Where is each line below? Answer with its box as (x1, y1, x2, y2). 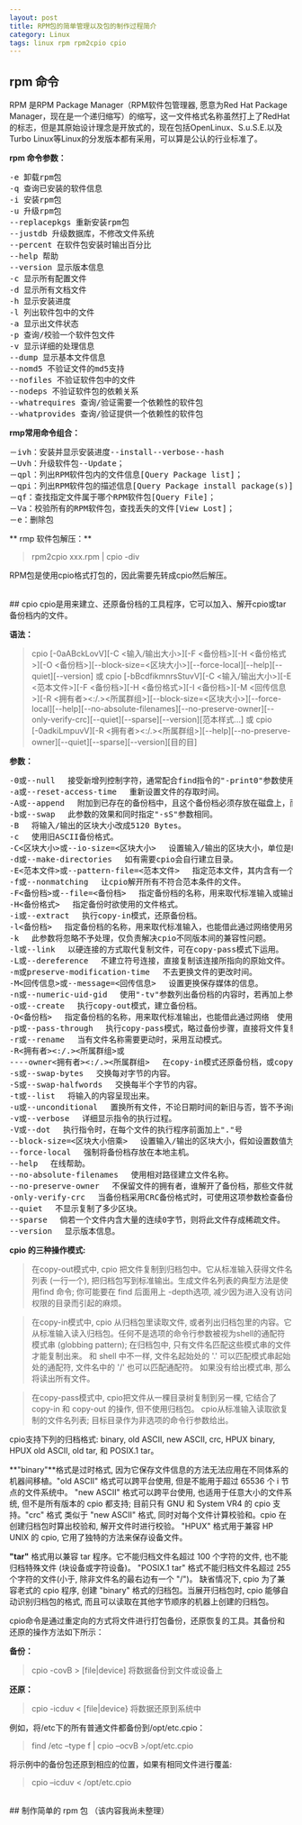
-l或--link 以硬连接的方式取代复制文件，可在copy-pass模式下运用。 (9, 944, 284, 955)
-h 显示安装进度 (9, 297, 72, 306)
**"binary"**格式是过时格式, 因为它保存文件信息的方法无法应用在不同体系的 (9, 1465, 289, 1475)
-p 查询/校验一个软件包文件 (9, 330, 115, 341)
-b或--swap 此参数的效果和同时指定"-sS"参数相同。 (9, 809, 218, 820)
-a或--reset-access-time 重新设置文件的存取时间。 (9, 787, 225, 798)
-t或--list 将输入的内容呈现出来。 (9, 1091, 155, 1101)
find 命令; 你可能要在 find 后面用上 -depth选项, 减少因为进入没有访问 (39, 1286, 293, 1298)
